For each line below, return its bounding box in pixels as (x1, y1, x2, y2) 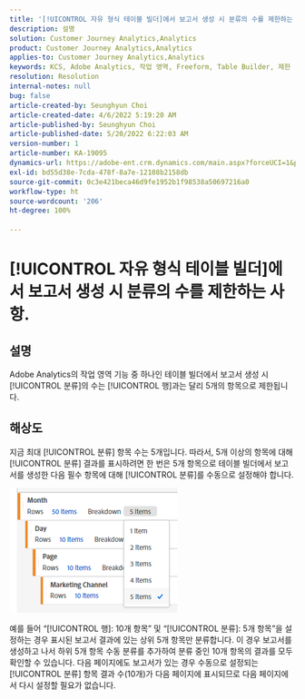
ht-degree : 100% (9, 206, 71, 215)
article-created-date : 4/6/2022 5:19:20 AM (9, 110, 177, 120)
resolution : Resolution (9, 73, 100, 82)
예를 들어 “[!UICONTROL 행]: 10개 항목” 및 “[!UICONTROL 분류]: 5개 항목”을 (9, 623, 283, 634)
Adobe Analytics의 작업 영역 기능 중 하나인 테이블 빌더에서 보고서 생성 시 (9, 369, 270, 379)
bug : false (9, 91, 51, 100)
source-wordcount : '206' (9, 196, 103, 206)
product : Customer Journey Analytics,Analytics (9, 44, 193, 53)
